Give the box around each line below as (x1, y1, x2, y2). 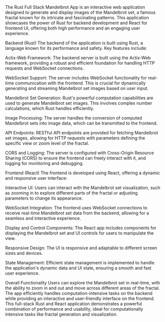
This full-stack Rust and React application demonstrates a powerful (5, 301, 142, 307)
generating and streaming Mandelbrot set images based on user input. (5, 85, 149, 91)
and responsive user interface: (5, 175, 68, 181)
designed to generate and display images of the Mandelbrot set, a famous (5, 9, 156, 15)
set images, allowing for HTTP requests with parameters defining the (5, 135, 145, 141)
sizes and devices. (5, 250, 43, 256)
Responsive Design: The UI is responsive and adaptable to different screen (5, 245, 157, 251)
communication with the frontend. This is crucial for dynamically (15, 80, 146, 86)
